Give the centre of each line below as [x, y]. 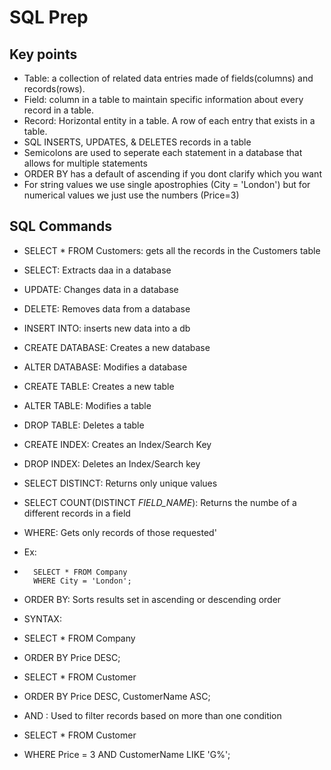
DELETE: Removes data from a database [107, 308]
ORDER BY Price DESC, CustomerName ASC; [117, 696]
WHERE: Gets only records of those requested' [120, 532]
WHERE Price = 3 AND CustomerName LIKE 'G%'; [127, 754]
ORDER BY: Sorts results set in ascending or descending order [152, 599]
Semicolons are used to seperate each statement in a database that [163, 152]
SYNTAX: [42, 618]
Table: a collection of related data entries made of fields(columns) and [168, 78]
